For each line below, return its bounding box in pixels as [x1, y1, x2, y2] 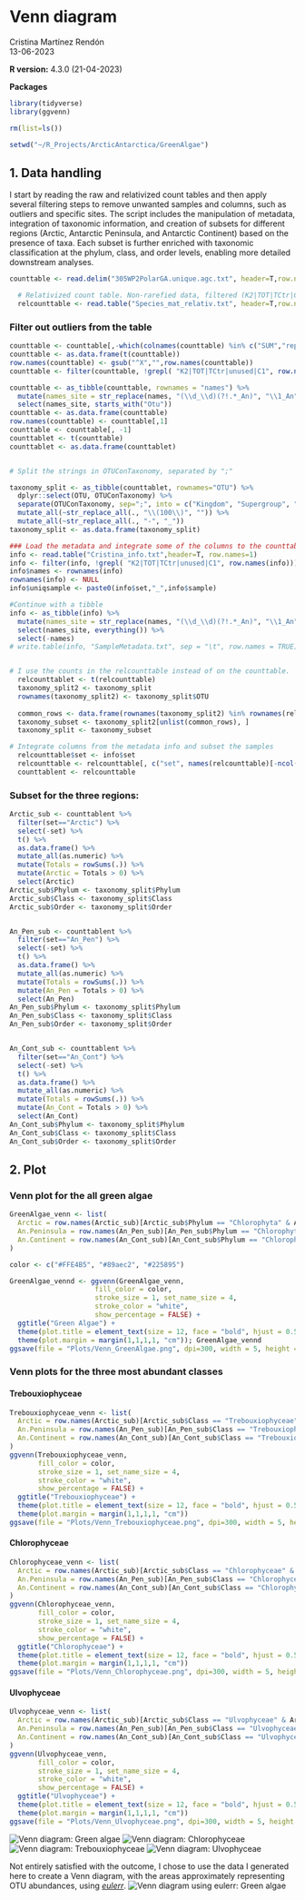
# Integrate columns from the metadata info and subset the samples [9, 742, 274, 751]
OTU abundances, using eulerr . [9, 1880, 127, 1891]
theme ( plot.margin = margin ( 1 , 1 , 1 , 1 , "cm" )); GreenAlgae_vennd [17, 1335, 262, 1345]
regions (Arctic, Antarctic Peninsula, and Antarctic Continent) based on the [9, 228, 289, 239]
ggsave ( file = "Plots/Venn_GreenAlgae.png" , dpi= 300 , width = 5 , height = [9, 1344, 299, 1353]
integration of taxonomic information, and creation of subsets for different [9, 218, 286, 229]
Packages [9, 81, 48, 92]
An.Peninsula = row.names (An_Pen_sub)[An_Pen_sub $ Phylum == [17, 1227, 250, 1236]
